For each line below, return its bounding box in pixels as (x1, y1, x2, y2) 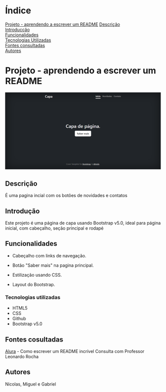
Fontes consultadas (5, 42, 45, 48)
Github (12, 316, 26, 322)
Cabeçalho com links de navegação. (12, 252, 86, 258)
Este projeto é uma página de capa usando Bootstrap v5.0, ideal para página (5, 220, 161, 226)
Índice (5, 5, 31, 16)
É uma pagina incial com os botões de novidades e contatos (5, 193, 127, 198)
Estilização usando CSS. (12, 272, 62, 278)
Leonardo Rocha (5, 353, 39, 359)
